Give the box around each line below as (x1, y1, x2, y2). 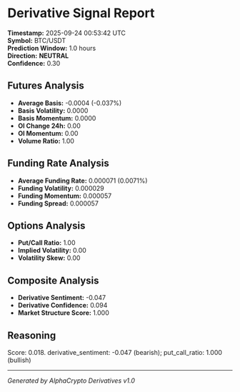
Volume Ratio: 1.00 (17, 136, 75, 145)
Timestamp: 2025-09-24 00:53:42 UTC (7, 29, 126, 37)
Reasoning (7, 329, 56, 341)
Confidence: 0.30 (7, 59, 61, 67)
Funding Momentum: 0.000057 (17, 191, 112, 200)
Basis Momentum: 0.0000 (17, 114, 96, 122)
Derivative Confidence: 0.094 (17, 301, 108, 310)
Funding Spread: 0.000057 (17, 198, 99, 208)
